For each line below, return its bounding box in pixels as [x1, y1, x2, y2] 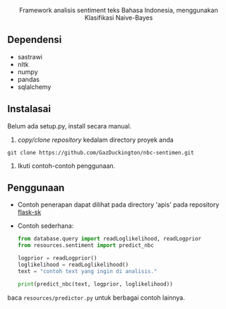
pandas [17, 75, 40, 83]
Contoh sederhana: [17, 222, 74, 230]
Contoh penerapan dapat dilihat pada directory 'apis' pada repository [17, 200, 220, 209]
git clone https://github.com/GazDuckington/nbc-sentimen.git [7, 149, 194, 156]
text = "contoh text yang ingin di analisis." [17, 267, 157, 274]
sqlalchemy [17, 83, 52, 91]
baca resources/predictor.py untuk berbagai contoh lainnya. [7, 293, 185, 302]
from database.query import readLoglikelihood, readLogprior [17, 236, 202, 243]
